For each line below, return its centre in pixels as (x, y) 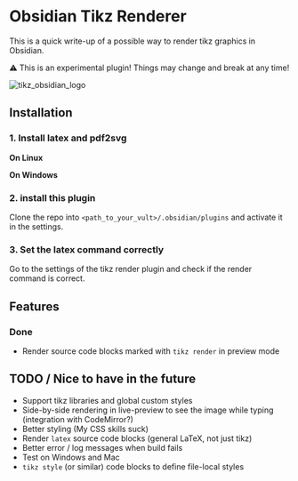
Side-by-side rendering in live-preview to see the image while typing (148, 410)
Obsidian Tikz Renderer (98, 16)
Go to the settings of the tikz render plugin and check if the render (131, 269)
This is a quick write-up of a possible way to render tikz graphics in (133, 41)
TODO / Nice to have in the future (103, 379)
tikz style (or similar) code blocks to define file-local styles (133, 466)
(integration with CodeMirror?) (77, 419)
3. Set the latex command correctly (87, 249)
